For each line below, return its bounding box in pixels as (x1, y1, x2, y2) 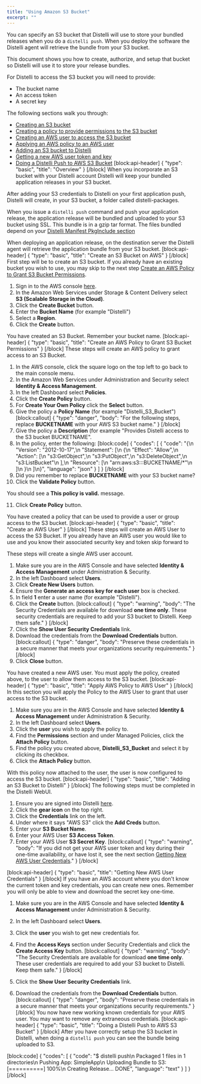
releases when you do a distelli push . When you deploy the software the (7, 37, 190, 44)
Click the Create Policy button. (15, 395, 92, 402)
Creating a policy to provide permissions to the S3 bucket (15, 127, 157, 135)
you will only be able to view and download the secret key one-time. (7, 888, 175, 895)
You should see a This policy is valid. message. (7, 489, 125, 497)
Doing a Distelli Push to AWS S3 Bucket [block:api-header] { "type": (15, 159, 183, 166)
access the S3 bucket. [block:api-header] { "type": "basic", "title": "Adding (7, 775, 190, 783)
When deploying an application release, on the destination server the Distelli (7, 238, 195, 246)
